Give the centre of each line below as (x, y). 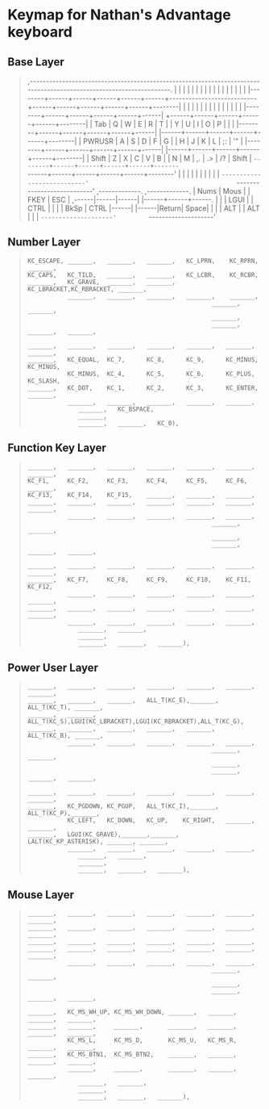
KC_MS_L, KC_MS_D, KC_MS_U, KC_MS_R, (152, 1040)
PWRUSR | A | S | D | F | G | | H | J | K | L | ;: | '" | (163, 141)
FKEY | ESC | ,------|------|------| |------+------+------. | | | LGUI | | (141, 200)
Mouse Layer (41, 895)
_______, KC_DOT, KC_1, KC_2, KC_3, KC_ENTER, (143, 388)
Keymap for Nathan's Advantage (119, 15)
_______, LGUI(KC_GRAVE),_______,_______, (103, 835)
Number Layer (44, 243)
